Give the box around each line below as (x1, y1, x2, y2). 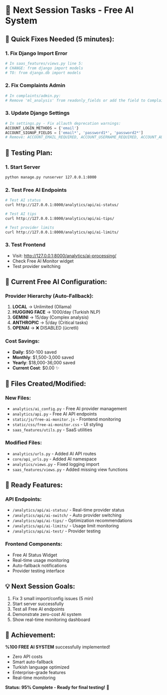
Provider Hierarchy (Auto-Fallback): (5, 293, 93, 300)
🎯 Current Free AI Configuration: (5, 278, 107, 286)
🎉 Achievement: (5, 631, 56, 639)
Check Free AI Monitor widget (12, 258, 74, 264)
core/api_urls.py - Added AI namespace (12, 456, 97, 462)
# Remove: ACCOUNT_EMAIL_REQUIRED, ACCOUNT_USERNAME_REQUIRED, (5, 135, 139, 140)
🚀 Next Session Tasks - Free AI (5, 4, 134, 16)
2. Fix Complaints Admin (5, 82, 66, 89)
